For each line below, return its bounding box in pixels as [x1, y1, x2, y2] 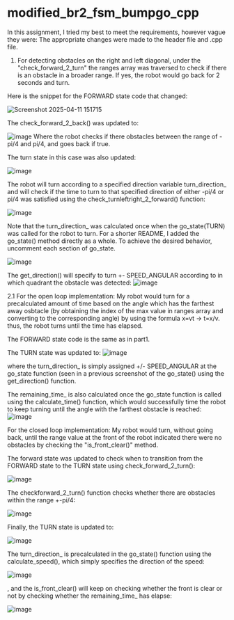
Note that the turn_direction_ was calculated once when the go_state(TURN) [7, 221, 226, 230]
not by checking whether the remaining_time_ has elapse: [7, 591, 173, 600]
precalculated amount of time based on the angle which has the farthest [7, 299, 214, 308]
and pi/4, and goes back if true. [19, 139, 111, 148]
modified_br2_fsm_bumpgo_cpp [7, 5, 200, 21]
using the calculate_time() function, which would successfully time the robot [7, 397, 226, 406]
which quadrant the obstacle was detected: [7, 278, 132, 287]
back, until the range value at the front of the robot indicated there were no [7, 433, 222, 441]
